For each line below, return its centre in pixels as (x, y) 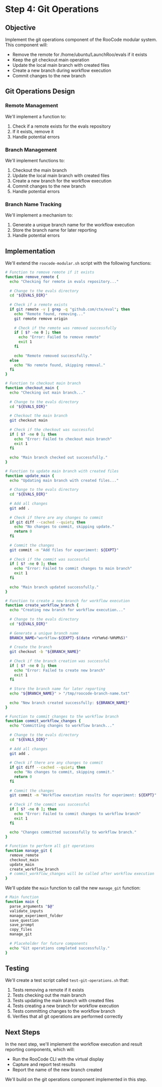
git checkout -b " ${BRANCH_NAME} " (45, 652)
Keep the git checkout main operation (51, 60)
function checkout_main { (32, 388)
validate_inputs (26, 911)
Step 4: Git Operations (52, 9)
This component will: (27, 45)
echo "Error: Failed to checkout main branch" (63, 439)
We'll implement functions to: (35, 160)
